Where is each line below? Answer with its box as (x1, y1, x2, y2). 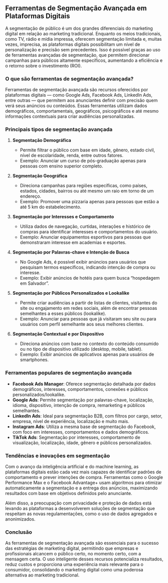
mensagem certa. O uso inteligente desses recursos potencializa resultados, (5, 556, 163, 562)
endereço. (20, 193, 42, 199)
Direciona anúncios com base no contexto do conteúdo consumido (20, 341, 159, 347)
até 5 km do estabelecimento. (20, 204, 82, 210)
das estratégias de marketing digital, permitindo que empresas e (5, 545, 139, 551)
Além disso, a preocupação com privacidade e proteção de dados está (5, 500, 152, 506)
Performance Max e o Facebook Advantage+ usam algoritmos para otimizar (5, 480, 162, 485)
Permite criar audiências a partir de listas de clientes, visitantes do (20, 300, 157, 306)
